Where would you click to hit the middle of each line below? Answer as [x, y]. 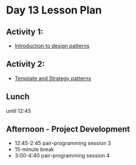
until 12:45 [18, 111]
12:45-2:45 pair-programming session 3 [63, 143]
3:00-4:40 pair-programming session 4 [62, 156]
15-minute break [34, 149]
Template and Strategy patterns [53, 78]
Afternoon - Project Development [68, 129]
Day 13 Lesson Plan [54, 10]
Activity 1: [25, 32]
